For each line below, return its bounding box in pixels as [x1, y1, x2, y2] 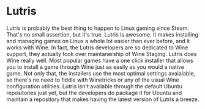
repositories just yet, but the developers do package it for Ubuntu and [6, 89, 182, 96]
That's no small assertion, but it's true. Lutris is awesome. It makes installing [6, 30, 199, 38]
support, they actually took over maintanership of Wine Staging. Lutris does [6, 50, 197, 57]
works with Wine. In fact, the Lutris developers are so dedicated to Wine [6, 44, 188, 51]
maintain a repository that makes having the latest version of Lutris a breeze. [6, 96, 199, 103]
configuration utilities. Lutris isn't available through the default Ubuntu [6, 82, 182, 90]
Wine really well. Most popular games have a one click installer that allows [6, 57, 194, 64]
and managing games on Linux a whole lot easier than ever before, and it [6, 37, 190, 44]
